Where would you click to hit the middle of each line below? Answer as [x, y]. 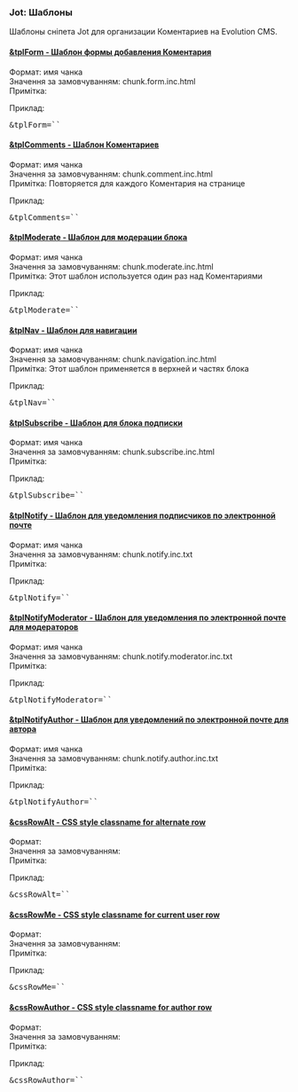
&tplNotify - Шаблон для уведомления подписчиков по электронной [143, 515]
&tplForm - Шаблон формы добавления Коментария [110, 51]
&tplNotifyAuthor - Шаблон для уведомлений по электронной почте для [149, 719]
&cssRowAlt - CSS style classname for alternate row [108, 821]
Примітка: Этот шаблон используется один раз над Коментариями [136, 276]
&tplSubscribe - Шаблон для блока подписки [96, 422]
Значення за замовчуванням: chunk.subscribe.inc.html [112, 452]
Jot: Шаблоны [41, 12]
